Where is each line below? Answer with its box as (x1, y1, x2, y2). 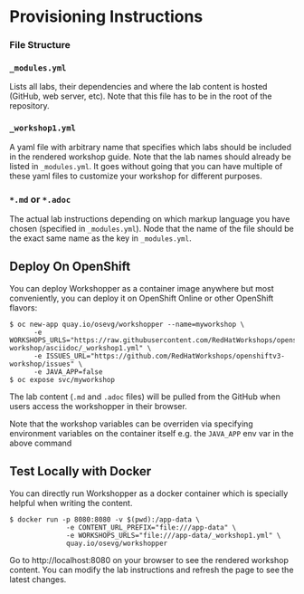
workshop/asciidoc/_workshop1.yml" (9, 343, 144, 352)
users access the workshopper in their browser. (9, 400, 187, 411)
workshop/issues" (9, 359, 75, 369)
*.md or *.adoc (9, 193, 71, 206)
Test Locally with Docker (9, 464, 152, 479)
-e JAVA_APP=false (33, 367, 103, 377)
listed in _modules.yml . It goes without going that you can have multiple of (9, 160, 283, 171)
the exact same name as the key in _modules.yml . (9, 233, 192, 244)
